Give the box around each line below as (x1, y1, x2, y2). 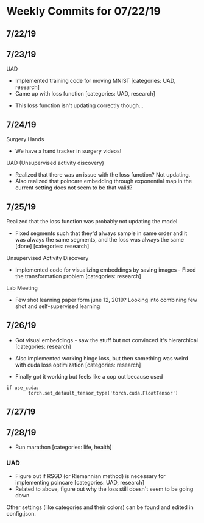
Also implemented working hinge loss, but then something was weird (15, 354, 189, 362)
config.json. (6, 510, 37, 518)
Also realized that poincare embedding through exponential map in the (15, 178, 192, 185)
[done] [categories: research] (15, 242, 90, 250)
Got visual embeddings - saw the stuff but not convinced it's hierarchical (15, 336, 198, 343)
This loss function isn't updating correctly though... (15, 102, 144, 109)
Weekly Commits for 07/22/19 (6, 4, 161, 18)
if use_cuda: (6, 385, 40, 391)
